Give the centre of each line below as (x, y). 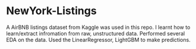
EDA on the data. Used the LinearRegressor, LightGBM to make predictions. (99, 40)
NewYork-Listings (51, 11)
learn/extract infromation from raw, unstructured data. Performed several (96, 33)
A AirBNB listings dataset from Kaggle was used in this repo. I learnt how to (98, 27)
